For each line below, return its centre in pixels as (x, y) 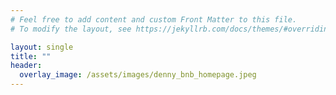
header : (26, 66)
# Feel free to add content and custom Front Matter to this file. (154, 19)
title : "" (31, 56)
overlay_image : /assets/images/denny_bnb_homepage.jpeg (138, 75)
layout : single (42, 47)
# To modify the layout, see (71, 29)
